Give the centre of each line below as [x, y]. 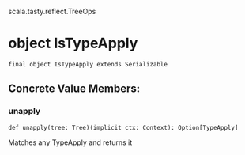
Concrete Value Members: [74, 89]
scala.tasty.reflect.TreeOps [52, 11]
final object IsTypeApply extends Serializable [88, 64]
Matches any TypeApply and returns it [70, 142]
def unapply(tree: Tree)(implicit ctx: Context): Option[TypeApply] [123, 127]
